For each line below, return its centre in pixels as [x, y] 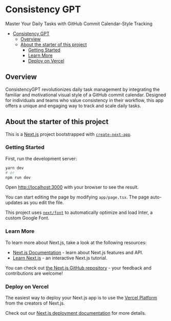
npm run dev [18, 177]
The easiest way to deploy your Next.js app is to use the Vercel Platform [81, 298]
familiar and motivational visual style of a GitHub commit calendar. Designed [86, 95]
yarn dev [15, 168]
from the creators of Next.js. [35, 303]
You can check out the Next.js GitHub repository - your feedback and [79, 268]
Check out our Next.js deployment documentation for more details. [76, 313]
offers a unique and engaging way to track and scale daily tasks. [73, 106]
